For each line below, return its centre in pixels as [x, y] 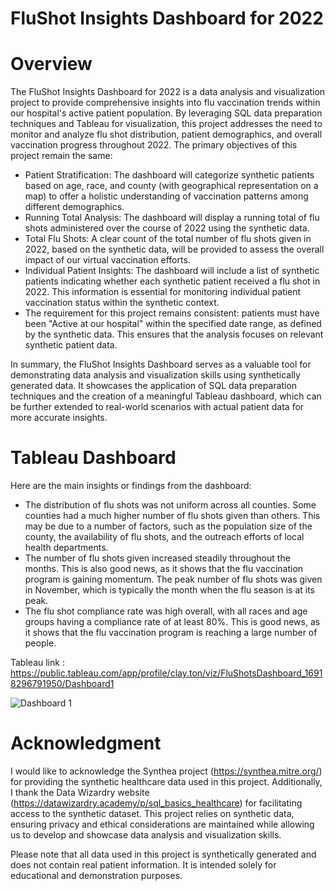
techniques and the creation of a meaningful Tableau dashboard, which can [166, 396]
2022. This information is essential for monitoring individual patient [163, 292]
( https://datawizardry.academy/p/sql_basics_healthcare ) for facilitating [156, 803]
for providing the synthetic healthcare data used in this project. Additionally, [166, 781]
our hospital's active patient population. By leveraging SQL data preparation [166, 113]
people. [40, 643]
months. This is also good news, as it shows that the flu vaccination [164, 569]
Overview [51, 64]
